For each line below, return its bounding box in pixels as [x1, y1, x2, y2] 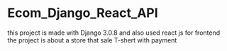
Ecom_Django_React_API [7, 5, 158, 21]
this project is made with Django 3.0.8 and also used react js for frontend [7, 28, 221, 37]
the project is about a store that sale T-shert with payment [7, 35, 177, 44]
